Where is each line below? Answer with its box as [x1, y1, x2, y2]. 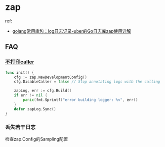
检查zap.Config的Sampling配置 [5, 136, 68, 142]
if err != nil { [14, 93, 48, 98]
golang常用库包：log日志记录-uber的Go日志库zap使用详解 [12, 28, 131, 34]
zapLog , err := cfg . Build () [14, 88, 72, 93]
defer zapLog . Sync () [14, 106, 56, 111]
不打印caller [5, 58, 35, 65]
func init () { [5, 70, 35, 75]
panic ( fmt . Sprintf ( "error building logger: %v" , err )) [23, 98, 138, 102]
